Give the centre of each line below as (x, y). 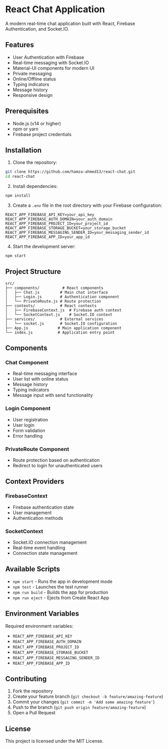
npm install (18, 196)
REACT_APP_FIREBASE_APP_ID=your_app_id (48, 237)
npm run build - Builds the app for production (60, 592)
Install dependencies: (35, 186)
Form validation (29, 430)
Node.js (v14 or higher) (37, 123)
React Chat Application (55, 9)
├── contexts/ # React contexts (51, 306)
